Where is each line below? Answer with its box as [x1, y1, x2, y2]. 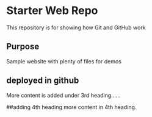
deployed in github [6, 76, 79, 86]
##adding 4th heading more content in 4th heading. [6, 103, 137, 110]
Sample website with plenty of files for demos [6, 57, 122, 65]
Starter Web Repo [6, 4, 98, 18]
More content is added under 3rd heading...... [6, 91, 121, 99]
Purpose [6, 41, 40, 52]
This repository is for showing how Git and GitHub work [6, 24, 146, 31]
